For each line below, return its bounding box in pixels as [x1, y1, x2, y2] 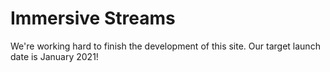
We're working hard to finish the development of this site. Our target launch [10, 40, 321, 52]
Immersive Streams [10, 7, 176, 30]
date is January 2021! [10, 50, 99, 62]
